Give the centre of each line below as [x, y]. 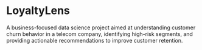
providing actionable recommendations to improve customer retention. [95, 40]
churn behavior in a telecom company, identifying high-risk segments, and [100, 34]
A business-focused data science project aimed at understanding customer [101, 27]
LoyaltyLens [38, 11]
